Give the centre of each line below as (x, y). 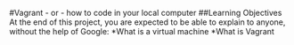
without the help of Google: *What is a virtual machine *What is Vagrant (142, 31)
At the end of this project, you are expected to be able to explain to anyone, (147, 22)
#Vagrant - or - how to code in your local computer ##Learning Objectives (146, 13)
